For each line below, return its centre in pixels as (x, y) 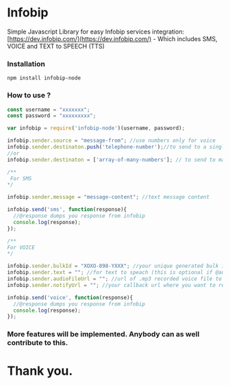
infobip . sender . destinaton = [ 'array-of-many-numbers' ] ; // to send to (111, 160)
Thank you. (40, 371)
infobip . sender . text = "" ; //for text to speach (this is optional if (110, 273)
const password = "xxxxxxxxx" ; (52, 116)
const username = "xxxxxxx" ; (49, 110)
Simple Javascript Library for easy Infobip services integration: (96, 32)
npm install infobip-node (44, 78)
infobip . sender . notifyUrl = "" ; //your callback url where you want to (111, 285)
